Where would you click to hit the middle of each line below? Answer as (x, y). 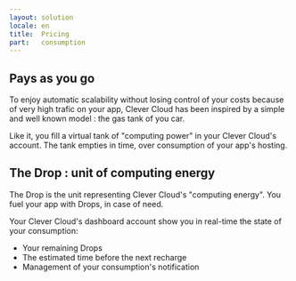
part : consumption (48, 42)
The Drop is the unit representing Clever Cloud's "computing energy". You (145, 194)
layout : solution (41, 17)
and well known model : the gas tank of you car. (97, 119)
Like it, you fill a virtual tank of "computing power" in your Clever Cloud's (143, 136)
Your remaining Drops (62, 248)
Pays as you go (52, 78)
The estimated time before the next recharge (104, 257)
